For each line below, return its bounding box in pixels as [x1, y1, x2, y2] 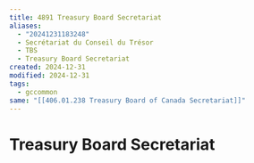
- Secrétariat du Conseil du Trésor [17, 37, 154, 47]
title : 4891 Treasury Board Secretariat [9, 12, 163, 22]
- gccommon [17, 87, 58, 96]
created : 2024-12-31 [9, 63, 87, 72]
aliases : [9, 21, 42, 30]
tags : [9, 79, 30, 88]
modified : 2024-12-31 [9, 71, 90, 80]
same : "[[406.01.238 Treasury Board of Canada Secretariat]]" [9, 95, 246, 105]
